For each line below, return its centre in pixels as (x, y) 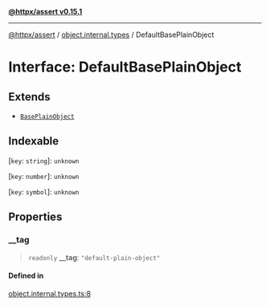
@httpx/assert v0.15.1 (45, 12)
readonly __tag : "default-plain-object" (94, 257)
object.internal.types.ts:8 (49, 293)
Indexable (34, 141)
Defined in (26, 275)
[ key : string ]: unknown (44, 161)
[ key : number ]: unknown (44, 176)
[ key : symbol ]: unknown (44, 191)
